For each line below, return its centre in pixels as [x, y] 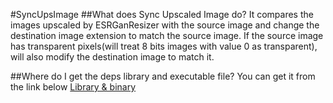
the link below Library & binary [73, 87]
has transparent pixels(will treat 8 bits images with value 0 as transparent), [164, 46]
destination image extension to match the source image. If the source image [167, 35]
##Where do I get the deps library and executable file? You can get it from [163, 76]
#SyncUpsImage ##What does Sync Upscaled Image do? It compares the [162, 14]
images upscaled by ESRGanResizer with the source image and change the [165, 25]
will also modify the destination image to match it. [112, 57]
